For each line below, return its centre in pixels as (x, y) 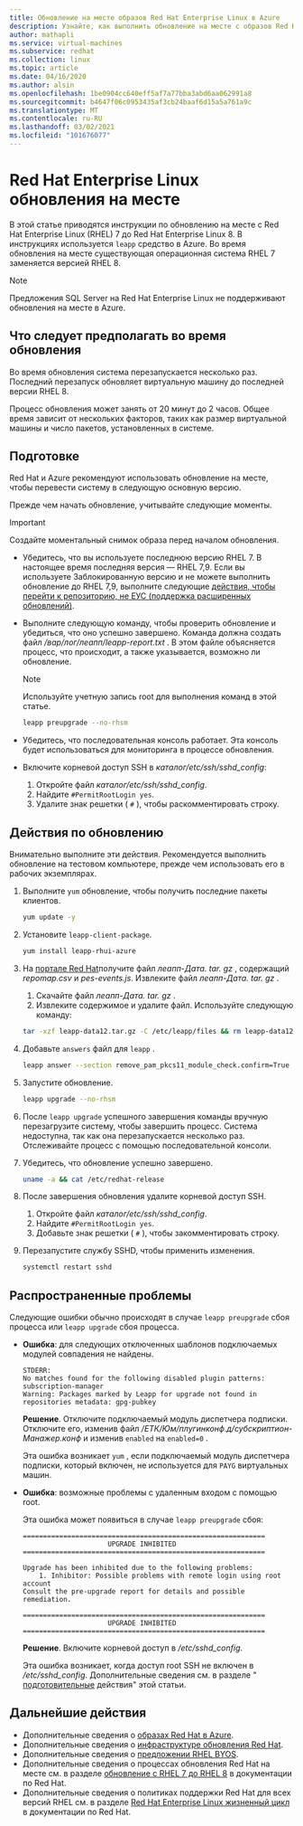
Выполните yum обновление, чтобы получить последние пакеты (145, 891)
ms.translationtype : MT (54, 110)
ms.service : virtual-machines (66, 43)
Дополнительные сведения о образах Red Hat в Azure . (128, 1735)
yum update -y (49, 918)
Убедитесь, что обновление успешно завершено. (118, 1162)
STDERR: (37, 1371)
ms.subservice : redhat (52, 52)
